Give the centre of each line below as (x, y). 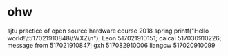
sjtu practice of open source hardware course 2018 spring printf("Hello (108, 31)
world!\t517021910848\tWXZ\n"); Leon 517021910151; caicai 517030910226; (114, 38)
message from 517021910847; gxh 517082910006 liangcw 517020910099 (111, 45)
